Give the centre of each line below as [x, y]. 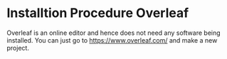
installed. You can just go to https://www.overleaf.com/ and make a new [112, 40]
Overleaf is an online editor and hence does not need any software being [114, 33]
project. [18, 48]
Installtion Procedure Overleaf [98, 13]
